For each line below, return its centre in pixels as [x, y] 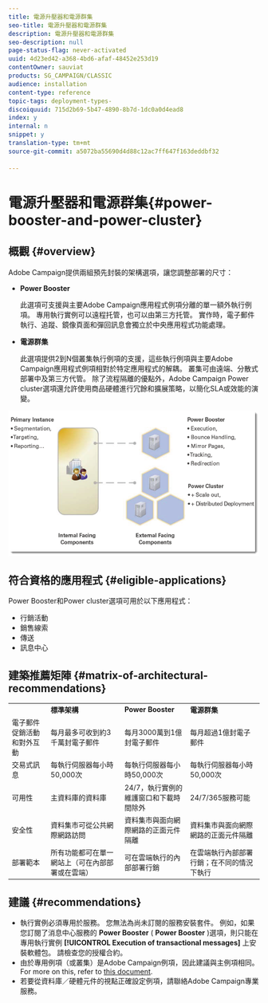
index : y [23, 118]
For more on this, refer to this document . [86, 972]
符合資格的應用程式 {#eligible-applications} [118, 580]
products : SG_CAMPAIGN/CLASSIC [60, 76]
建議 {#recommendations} [75, 902]
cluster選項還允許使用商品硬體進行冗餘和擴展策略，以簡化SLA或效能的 [136, 388]
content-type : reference [49, 92]
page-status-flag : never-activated [67, 51]
